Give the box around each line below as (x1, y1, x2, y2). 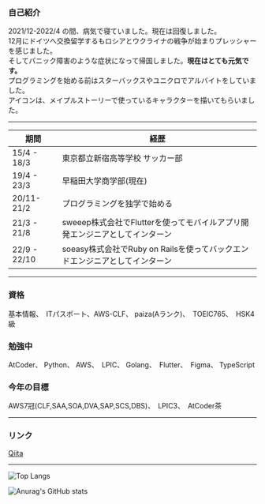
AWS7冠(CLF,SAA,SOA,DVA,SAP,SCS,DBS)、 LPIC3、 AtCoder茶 (8, 401, 222, 411)
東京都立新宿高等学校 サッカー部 (62, 152, 183, 164)
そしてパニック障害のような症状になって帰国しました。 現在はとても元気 (8, 56, 242, 66)
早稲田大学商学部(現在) (62, 175, 147, 186)
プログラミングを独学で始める (62, 198, 174, 209)
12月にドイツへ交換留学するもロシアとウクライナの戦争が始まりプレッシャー (8, 36, 257, 46)
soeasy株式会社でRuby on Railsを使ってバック (62, 243, 233, 254)
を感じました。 (8, 46, 57, 56)
